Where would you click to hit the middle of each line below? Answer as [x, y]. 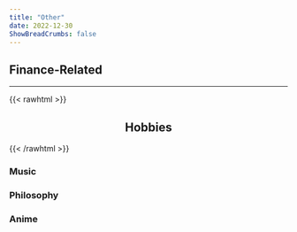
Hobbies [148, 127]
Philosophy [34, 195]
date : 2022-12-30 [41, 26]
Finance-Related [56, 70]
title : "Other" [37, 17]
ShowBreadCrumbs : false [53, 34]
